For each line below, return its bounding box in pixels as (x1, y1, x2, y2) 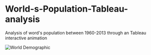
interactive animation (5, 35, 47, 41)
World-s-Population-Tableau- (5, 3, 129, 15)
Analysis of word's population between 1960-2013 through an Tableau (5, 30, 147, 36)
